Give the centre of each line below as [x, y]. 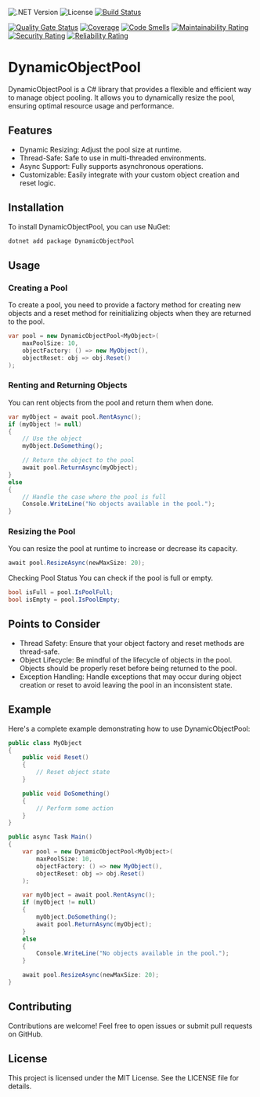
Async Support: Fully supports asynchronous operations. [111, 166]
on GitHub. [25, 1034]
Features [30, 131]
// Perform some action [75, 808]
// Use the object [52, 439]
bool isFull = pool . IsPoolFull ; [61, 593]
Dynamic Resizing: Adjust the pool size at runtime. [100, 149]
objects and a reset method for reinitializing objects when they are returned [130, 314]
